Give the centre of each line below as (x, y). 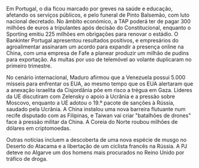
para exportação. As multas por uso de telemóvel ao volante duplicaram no (99, 59)
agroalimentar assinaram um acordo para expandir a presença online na (95, 47)
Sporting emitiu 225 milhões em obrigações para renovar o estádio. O (92, 34)
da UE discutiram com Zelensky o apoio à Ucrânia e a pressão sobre (91, 96)
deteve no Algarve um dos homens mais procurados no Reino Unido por (95, 152)
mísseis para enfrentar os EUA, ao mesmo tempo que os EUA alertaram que (100, 84)
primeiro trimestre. (29, 66)
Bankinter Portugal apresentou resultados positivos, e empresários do (92, 40)
